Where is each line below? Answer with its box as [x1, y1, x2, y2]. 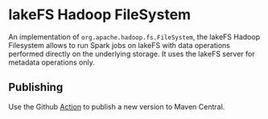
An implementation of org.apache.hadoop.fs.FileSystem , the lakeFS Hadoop [8, 32, 260, 42]
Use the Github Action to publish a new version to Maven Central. [8, 101, 225, 111]
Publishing [8, 81, 64, 94]
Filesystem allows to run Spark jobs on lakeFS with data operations [8, 40, 231, 50]
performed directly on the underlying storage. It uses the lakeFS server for [8, 49, 255, 58]
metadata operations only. [8, 58, 95, 67]
